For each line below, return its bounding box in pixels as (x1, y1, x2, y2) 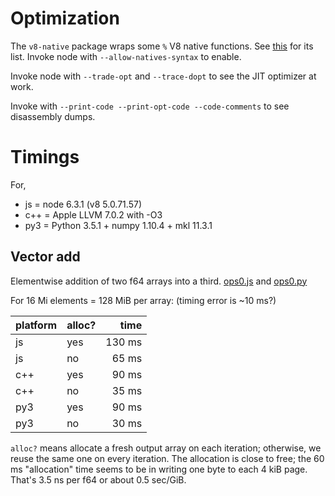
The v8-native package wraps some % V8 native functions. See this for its (10, 40, 314, 52)
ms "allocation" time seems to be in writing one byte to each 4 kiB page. (10, 463, 308, 475)
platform (15, 318, 58, 332)
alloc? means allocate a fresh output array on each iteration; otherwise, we (10, 442, 322, 454)
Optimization (10, 7, 120, 30)
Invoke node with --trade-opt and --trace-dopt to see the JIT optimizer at (10, 70, 317, 82)
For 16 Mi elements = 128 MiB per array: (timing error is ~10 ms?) (10, 294, 277, 306)
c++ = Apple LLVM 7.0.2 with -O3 (24, 208, 163, 221)
